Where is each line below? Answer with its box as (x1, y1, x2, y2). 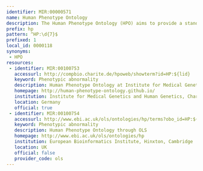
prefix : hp (6, 25, 34, 32)
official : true (14, 104, 53, 111)
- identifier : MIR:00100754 (8, 110, 80, 116)
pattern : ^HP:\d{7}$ (6, 32, 59, 38)
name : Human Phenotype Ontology (6, 15, 88, 21)
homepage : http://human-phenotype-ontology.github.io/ (14, 88, 155, 94)
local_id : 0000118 (6, 43, 53, 49)
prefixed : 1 (6, 37, 36, 43)
